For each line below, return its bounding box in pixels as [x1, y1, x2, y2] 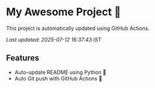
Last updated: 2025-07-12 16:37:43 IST [6, 36, 102, 43]
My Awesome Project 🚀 [6, 5, 122, 19]
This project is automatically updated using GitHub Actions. [6, 25, 150, 32]
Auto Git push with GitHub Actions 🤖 [14, 75, 103, 82]
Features [6, 53, 39, 63]
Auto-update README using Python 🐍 [14, 69, 107, 76]
